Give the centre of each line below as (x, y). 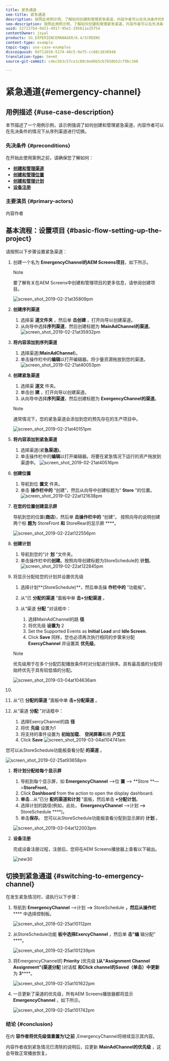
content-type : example (29, 43)
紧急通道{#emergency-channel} (73, 92)
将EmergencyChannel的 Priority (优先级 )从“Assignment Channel (81, 961)
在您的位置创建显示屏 (35, 506)
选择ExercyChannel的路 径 (48, 721)
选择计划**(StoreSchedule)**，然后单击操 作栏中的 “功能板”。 (84, 587)
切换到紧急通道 (29, 876)
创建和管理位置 (28, 174)
